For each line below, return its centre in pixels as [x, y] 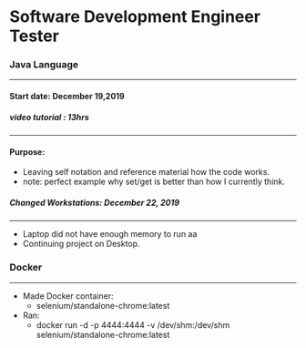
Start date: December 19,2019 [67, 97]
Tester [34, 36]
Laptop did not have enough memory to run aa [110, 234]
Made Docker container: [68, 296]
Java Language [44, 65]
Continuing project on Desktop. [81, 244]
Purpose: [27, 151]
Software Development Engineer [135, 17]
